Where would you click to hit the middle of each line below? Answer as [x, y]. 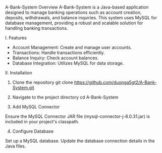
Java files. [16, 146]
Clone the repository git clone [43, 82]
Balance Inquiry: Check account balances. [55, 58]
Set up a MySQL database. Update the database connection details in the [80, 141]
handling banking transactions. [37, 28]
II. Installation [19, 73]
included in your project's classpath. [42, 122]
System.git [23, 88]
